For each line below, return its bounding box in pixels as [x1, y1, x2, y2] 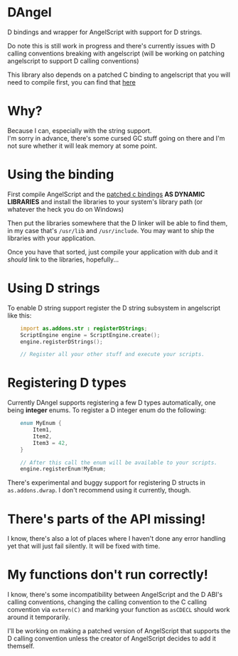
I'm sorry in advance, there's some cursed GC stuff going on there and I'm [7, 134, 225, 142]
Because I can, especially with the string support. [7, 126, 152, 135]
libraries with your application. [7, 234, 96, 242]
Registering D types [7, 375, 126, 391]
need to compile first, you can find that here [7, 77, 136, 86]
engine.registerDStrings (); [20, 338, 103, 345]
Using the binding [7, 166, 114, 183]
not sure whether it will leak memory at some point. [7, 141, 158, 150]
